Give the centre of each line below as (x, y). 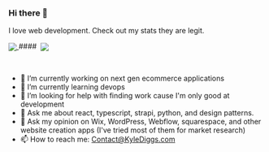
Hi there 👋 (28, 13)
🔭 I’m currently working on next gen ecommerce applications (122, 78)
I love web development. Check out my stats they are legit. (106, 31)
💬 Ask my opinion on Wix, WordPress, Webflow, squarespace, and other (141, 122)
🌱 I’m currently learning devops (73, 87)
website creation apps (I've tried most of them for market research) (133, 130)
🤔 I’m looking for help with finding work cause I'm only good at (125, 96)
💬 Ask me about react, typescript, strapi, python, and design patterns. (137, 113)
